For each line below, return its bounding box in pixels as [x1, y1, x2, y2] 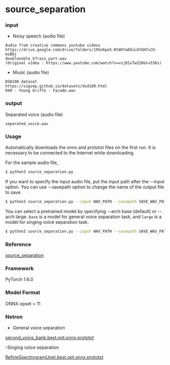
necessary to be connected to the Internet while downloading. [5, 150, 135, 156]
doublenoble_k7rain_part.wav [5, 56, 67, 61]
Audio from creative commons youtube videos [5, 43, 101, 48]
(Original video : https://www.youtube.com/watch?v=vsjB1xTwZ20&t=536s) [5, 61, 162, 66]
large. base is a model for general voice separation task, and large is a [16, 214, 162, 220]
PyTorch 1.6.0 [5, 276, 34, 282]
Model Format [5, 289, 40, 296]
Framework [5, 265, 34, 272]
